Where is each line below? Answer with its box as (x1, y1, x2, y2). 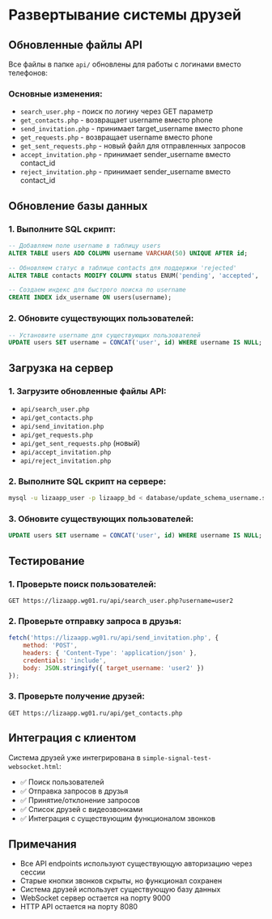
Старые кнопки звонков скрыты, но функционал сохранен (19, 876, 223, 886)
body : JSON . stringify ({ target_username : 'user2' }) (23, 664, 205, 672)
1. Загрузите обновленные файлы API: (8, 385, 168, 396)
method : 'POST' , (23, 642, 79, 650)
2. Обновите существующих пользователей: (8, 313, 194, 324)
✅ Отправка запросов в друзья (19, 786, 129, 796)
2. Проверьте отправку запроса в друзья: (8, 615, 182, 626)
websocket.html (8, 763, 60, 771)
